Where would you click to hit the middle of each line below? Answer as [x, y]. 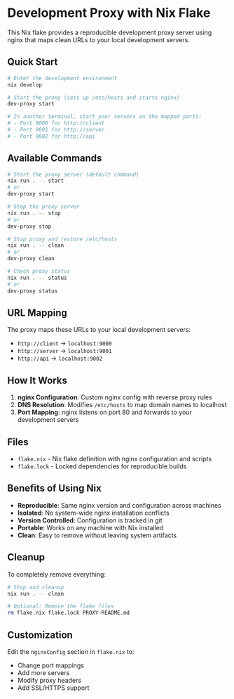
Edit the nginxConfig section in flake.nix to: [71, 651]
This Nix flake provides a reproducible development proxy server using [110, 32]
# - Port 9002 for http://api [51, 136]
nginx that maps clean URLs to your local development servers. [99, 39]
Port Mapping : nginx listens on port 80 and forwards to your [105, 412]
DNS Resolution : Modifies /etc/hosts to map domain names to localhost [122, 405]
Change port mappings [51, 665]
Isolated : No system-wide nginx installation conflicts [93, 513]
